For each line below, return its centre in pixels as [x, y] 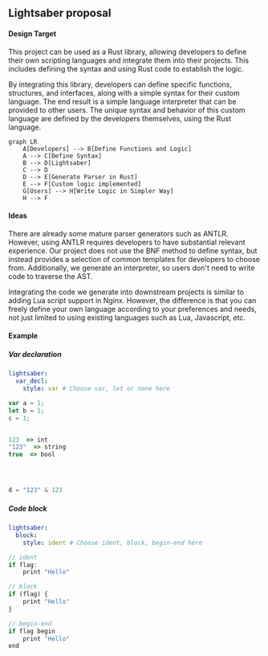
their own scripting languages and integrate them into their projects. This [129, 60]
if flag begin [32, 631]
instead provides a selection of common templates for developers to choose [134, 259]
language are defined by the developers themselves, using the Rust [120, 118]
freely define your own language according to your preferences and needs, [132, 309]
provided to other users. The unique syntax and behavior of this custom [127, 110]
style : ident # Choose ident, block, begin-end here [113, 543]
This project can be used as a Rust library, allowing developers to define [128, 51]
